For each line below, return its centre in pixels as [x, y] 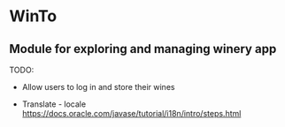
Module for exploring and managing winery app [143, 49]
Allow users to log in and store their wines [98, 87]
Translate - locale [54, 104]
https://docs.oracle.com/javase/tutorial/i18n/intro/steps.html [131, 113]
